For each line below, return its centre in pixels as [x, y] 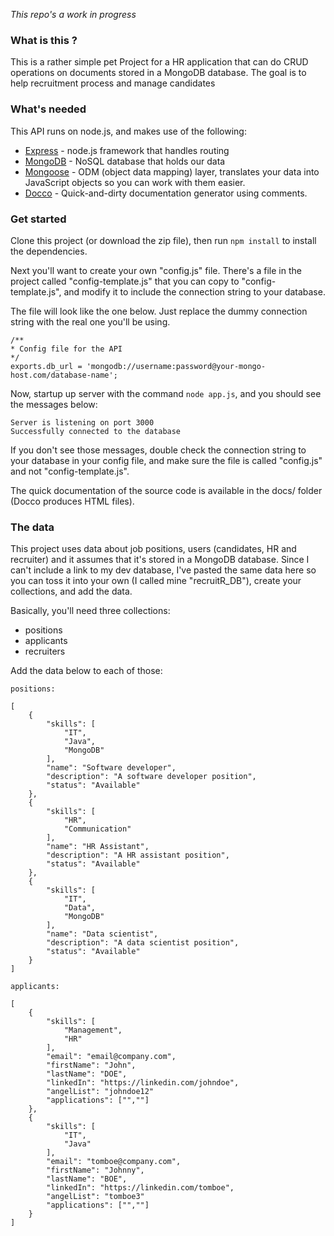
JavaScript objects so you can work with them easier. [135, 182]
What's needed [48, 109]
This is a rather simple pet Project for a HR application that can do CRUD [159, 62]
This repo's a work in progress [73, 14]
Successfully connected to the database [96, 431]
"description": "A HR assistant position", [138, 855]
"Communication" [97, 829]
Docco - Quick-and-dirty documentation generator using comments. [166, 193]
